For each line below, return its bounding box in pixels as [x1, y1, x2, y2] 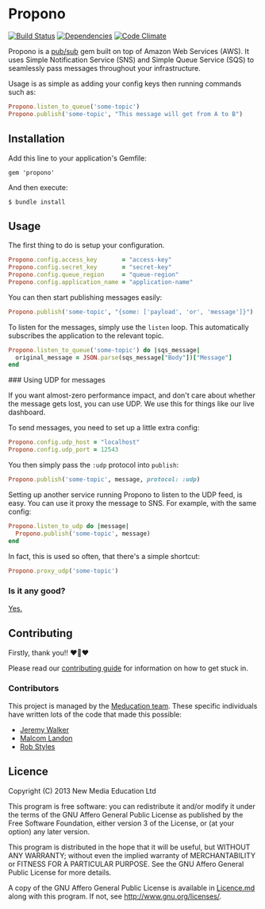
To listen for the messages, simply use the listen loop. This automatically [8, 322, 249, 332]
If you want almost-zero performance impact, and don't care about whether [8, 390, 255, 400]
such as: [8, 87, 36, 96]
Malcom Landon [19, 733, 73, 743]
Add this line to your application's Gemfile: [8, 153, 147, 163]
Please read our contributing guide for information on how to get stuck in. [8, 663, 248, 673]
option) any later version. [8, 826, 90, 836]
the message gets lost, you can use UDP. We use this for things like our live [8, 399, 255, 409]
